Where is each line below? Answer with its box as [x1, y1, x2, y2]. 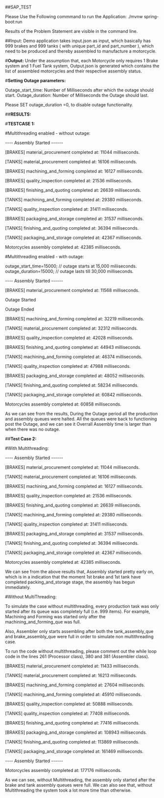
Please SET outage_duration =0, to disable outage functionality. [5, 102, 134, 107]
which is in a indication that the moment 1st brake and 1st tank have [5, 574, 141, 580]
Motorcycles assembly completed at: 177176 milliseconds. [5, 768, 122, 773]
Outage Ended [5, 306, 34, 312]
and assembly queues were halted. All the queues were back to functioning [5, 416, 157, 422]
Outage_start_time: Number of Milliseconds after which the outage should [5, 87, 154, 93]
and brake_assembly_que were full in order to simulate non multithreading [5, 634, 154, 639]
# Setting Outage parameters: [5, 78, 66, 83]
